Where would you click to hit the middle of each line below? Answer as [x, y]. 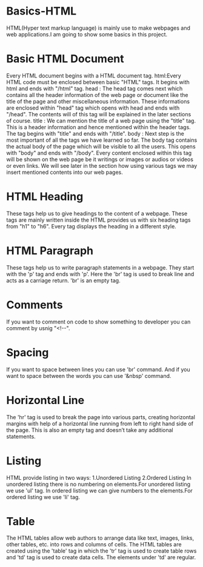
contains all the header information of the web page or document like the [98, 94]
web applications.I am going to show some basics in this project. [87, 34]
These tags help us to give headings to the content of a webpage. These [97, 213]
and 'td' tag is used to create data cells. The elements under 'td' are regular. [101, 557]
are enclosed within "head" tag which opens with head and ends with [93, 108]
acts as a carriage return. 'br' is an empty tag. [63, 280]
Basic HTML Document [65, 59]
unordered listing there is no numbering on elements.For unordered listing [98, 484]
